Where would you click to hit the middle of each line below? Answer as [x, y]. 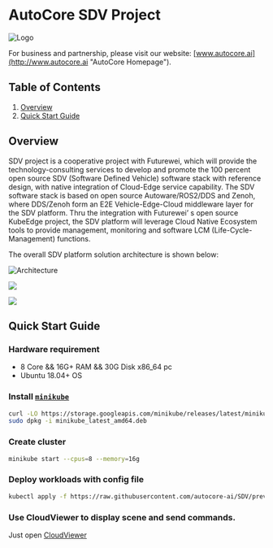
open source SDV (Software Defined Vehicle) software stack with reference [135, 178]
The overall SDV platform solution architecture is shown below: [114, 254]
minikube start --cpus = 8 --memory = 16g [74, 459]
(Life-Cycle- [232, 230]
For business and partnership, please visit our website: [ [102, 53]
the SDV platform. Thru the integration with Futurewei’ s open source [123, 212]
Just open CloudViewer [48, 535]
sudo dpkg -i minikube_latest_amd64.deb [78, 421]
